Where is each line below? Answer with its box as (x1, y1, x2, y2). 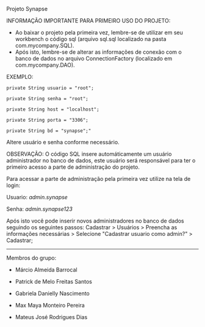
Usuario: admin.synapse (6, 194, 68, 200)
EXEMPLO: (6, 73, 34, 80)
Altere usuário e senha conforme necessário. (6, 139, 120, 145)
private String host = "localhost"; (6, 106, 99, 112)
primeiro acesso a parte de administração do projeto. (6, 163, 140, 171)
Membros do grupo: (6, 254, 57, 262)
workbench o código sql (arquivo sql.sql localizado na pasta (15, 35, 167, 42)
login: (6, 182, 21, 189)
